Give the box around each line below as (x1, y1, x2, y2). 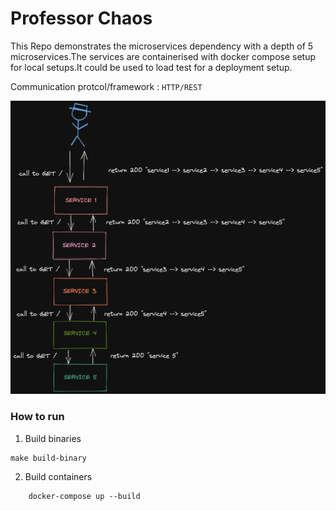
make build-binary (10, 453, 87, 463)
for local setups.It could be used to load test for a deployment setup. (10, 61, 293, 73)
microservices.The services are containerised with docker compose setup (10, 50, 316, 62)
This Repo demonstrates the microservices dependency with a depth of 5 (10, 40, 314, 52)
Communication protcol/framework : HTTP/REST (10, 80, 203, 92)
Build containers (24, 470, 93, 482)
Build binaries (24, 432, 82, 444)
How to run (10, 410, 65, 424)
